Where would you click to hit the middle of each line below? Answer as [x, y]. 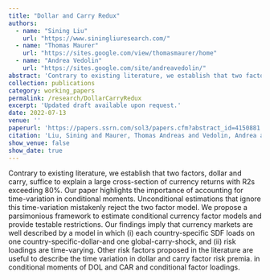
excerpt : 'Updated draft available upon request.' [95, 105]
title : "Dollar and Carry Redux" [64, 16]
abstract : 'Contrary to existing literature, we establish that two [125, 76]
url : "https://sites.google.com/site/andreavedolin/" [115, 68]
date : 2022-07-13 [37, 113]
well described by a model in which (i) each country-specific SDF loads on [132, 233]
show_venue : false [39, 143]
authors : [23, 23]
